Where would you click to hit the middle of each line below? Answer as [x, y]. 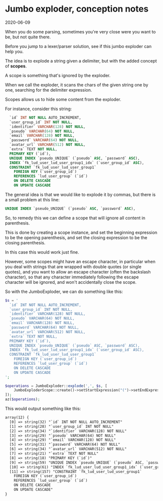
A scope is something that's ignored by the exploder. [58, 75]
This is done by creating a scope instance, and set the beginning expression [81, 232]
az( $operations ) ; [23, 399]
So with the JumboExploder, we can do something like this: [64, 291]
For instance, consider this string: [38, 109]
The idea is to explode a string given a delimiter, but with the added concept [81, 61]
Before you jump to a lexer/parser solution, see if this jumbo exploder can [78, 46]
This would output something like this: [43, 409]
